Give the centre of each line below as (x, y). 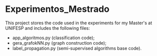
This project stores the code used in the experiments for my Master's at (79, 23)
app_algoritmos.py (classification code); (53, 38)
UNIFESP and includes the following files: (48, 28)
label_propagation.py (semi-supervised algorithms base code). (77, 48)
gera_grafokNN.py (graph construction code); (59, 43)
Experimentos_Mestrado (57, 9)
